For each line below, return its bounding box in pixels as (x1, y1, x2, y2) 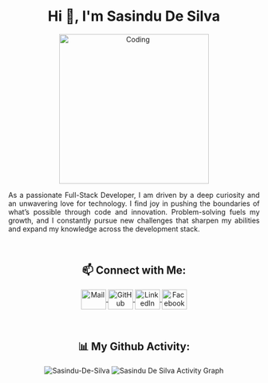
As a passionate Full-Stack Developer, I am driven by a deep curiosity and (8, 190, 260, 199)
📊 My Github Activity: (77, 340, 191, 353)
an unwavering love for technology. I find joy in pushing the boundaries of (8, 199, 260, 208)
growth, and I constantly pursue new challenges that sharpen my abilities (8, 215, 260, 225)
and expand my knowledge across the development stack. (8, 223, 201, 234)
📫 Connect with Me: (81, 263, 187, 278)
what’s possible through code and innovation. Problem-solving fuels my (8, 207, 260, 216)
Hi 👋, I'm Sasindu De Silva (47, 7, 221, 26)
